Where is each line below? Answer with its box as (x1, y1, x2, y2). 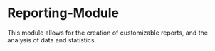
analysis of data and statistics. (7, 35, 97, 44)
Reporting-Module (7, 5, 120, 21)
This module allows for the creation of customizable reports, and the (7, 28, 209, 37)
